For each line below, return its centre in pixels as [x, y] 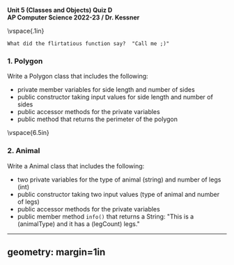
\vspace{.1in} [26, 31]
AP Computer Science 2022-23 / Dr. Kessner [73, 17]
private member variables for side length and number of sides [106, 90]
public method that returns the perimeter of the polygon [97, 119]
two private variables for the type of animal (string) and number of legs [119, 179]
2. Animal [24, 151]
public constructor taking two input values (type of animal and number [118, 194]
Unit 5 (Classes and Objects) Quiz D [60, 10]
